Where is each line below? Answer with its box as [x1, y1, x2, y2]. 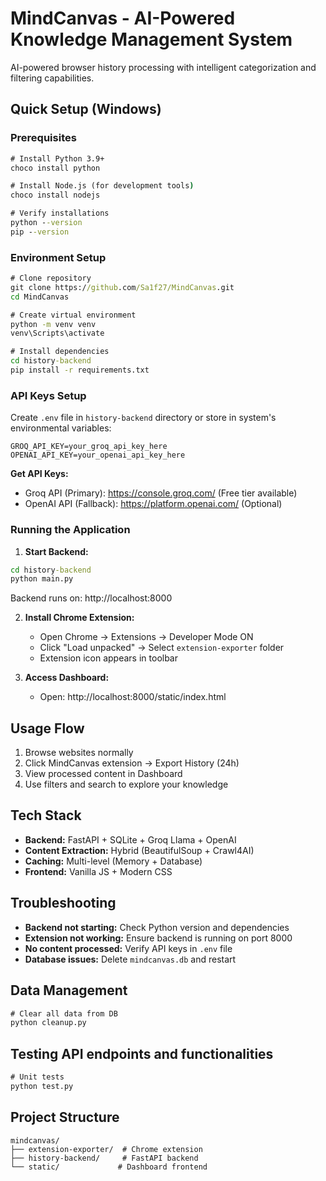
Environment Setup [10, 250, 107, 264]
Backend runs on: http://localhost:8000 [10, 592, 173, 604]
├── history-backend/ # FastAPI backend [10, 1153, 199, 1163]
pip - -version [10, 227, 70, 237]
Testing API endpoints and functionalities [10, 1045, 274, 1062]
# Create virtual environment [10, 310, 137, 320]
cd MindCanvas [10, 292, 70, 302]
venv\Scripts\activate [10, 328, 105, 339]
